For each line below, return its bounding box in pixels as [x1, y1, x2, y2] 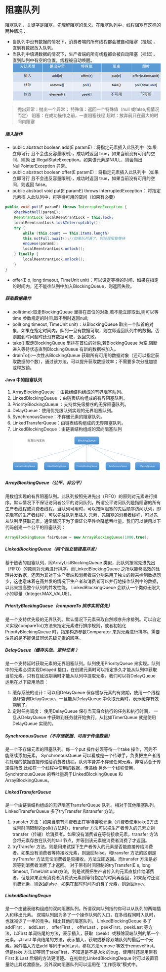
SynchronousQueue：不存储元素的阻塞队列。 [12, 414, 105, 420]
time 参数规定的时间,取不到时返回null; [12, 315, 89, 321]
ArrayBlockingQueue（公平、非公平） [5, 480, 84, 486]
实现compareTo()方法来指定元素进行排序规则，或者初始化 [9, 622, 126, 628]
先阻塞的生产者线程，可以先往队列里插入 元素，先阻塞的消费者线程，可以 [5, 512, 154, 518]
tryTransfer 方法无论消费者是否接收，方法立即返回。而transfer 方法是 [12, 856, 153, 862]
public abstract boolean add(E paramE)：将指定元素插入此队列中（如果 [12, 144, 157, 150]
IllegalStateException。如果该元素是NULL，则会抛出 [36, 157, 143, 163]
